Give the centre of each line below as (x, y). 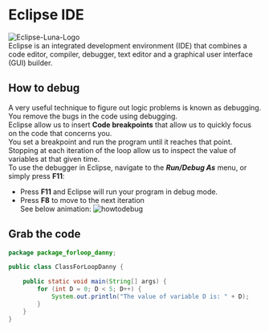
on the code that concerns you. (60, 133)
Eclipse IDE (46, 15)
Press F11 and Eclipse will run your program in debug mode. (119, 192)
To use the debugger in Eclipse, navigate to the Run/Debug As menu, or (128, 168)
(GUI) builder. (31, 63)
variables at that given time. (54, 159)
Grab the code (45, 234)
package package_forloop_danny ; (62, 252)
